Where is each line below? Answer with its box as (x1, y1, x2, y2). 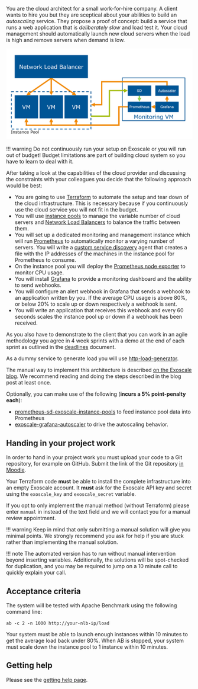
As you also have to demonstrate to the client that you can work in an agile (6, 331, 188, 338)
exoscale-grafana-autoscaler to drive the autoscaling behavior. (14, 421, 168, 428)
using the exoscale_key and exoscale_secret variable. (6, 491, 137, 498)
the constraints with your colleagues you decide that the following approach (6, 176, 191, 183)
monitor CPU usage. (14, 269, 64, 276)
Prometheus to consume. (14, 257, 76, 264)
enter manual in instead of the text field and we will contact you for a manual (6, 508, 191, 515)
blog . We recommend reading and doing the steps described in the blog (6, 373, 181, 380)
